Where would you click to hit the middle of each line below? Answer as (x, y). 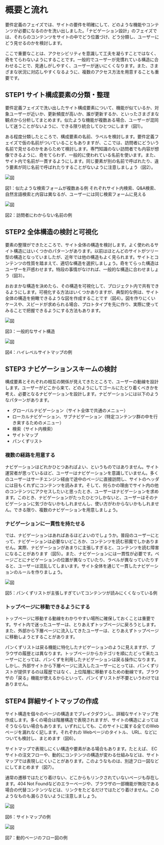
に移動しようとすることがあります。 (41, 637)
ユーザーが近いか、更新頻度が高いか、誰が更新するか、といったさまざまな (84, 114)
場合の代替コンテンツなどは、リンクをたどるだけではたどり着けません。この (82, 790)
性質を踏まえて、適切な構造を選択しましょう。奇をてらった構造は (93, 263)
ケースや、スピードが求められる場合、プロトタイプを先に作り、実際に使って (82, 304)
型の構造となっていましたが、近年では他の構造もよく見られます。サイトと (80, 257)
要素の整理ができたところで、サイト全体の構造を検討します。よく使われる (80, 245)
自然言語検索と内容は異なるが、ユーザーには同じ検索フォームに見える (76, 194)
